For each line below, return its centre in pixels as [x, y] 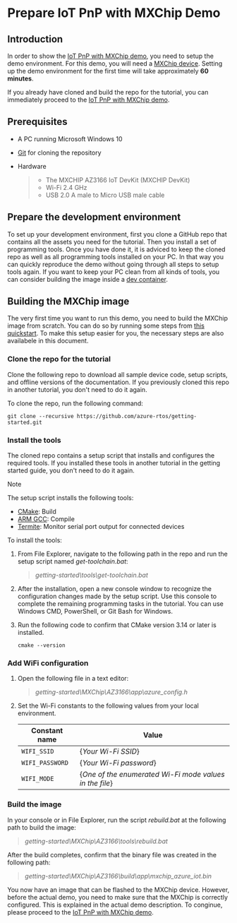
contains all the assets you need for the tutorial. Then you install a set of [112, 242]
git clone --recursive [41, 416]
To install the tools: [35, 540]
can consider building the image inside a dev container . [87, 279]
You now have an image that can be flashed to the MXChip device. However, [119, 889]
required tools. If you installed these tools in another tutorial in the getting [114, 463]
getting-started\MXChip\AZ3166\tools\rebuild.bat [96, 841]
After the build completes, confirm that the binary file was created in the [112, 854]
